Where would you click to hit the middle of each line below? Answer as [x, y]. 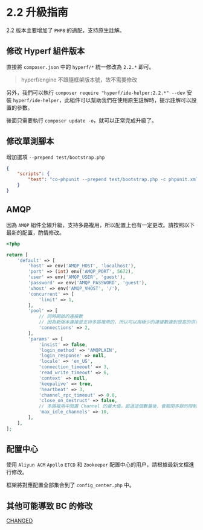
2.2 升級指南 [37, 12]
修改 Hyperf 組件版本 [46, 51]
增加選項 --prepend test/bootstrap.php [56, 157]
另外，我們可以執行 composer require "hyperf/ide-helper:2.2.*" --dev [96, 92]
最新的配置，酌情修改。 [35, 232]
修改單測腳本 [30, 142]
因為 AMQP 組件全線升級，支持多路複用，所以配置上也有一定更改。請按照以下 [101, 225]
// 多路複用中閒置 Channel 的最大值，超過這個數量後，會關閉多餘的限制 [118, 406]
